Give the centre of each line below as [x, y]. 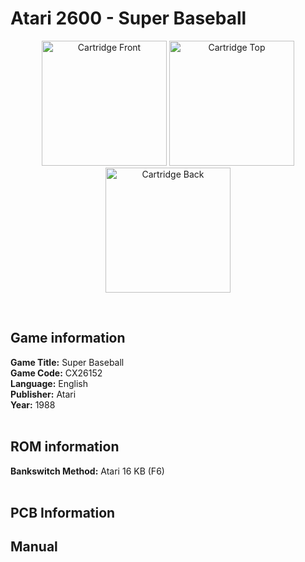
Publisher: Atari [43, 394]
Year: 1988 [33, 404]
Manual [34, 547]
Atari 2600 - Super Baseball [128, 18]
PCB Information [63, 512]
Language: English [49, 383]
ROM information [65, 447]
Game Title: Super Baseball [67, 362]
